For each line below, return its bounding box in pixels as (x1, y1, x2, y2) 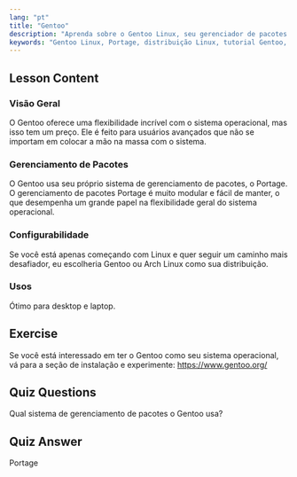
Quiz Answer (9, 434, 82, 449)
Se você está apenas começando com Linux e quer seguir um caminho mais (9, 249, 288, 260)
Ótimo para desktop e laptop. (9, 301, 116, 311)
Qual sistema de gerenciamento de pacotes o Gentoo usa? (9, 409, 223, 419)
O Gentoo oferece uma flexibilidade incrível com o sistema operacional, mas (9, 117, 288, 128)
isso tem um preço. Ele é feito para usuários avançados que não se (9, 126, 254, 137)
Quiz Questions (9, 385, 97, 400)
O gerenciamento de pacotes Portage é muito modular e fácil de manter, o (9, 188, 280, 199)
